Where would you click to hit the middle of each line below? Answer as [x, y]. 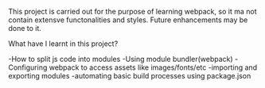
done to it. [25, 28]
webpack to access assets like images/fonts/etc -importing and [153, 67]
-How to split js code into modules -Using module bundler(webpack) [121, 59]
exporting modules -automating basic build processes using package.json [130, 76]
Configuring [28, 67]
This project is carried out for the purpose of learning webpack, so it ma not [132, 11]
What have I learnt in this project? [63, 44]
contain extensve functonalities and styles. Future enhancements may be [128, 20]
